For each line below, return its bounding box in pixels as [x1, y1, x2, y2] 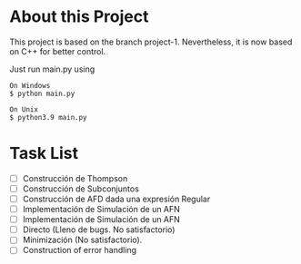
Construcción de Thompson [22, 172, 128, 183]
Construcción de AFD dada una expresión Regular [22, 193, 211, 204]
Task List [9, 143, 79, 164]
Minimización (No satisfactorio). [22, 234, 143, 246]
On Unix [9, 104, 39, 114]
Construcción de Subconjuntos [22, 183, 139, 194]
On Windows [9, 81, 51, 90]
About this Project [9, 6, 149, 27]
